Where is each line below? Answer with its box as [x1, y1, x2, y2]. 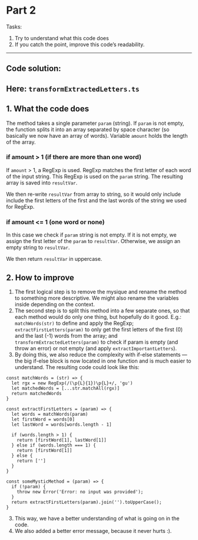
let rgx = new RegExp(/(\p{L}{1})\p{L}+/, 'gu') [11, 380, 133, 386]
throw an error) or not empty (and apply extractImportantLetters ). [14, 344, 177, 352]
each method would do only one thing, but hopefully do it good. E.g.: [14, 313, 181, 320]
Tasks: [6, 23, 22, 30]
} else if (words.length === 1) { [11, 442, 96, 448]
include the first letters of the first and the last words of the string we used [6, 196, 187, 204]
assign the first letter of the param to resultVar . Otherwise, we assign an [6, 238, 181, 245]
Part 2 [6, 4, 37, 17]
